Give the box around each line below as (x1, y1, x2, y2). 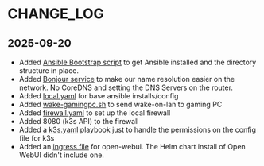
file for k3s (18, 133, 55, 143)
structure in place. (18, 66, 79, 75)
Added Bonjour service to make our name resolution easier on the (18, 75, 235, 83)
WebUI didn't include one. (18, 150, 105, 160)
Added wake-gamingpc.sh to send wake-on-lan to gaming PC (18, 100, 223, 109)
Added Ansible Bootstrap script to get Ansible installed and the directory (18, 57, 257, 67)
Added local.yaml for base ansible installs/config (18, 91, 179, 100)
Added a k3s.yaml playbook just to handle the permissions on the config (18, 125, 256, 134)
